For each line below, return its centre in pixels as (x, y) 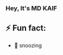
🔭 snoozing (28, 45)
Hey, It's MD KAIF (31, 8)
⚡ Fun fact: (26, 28)
